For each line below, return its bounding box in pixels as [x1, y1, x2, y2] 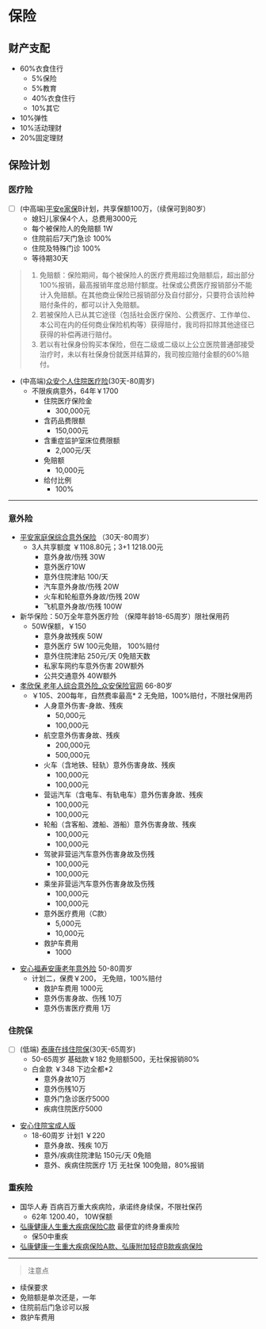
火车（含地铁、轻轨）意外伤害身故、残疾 [43, 760, 176, 770]
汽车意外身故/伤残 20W [43, 582, 120, 591]
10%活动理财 [19, 124, 63, 132]
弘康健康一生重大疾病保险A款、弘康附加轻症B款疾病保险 [19, 1241, 203, 1251]
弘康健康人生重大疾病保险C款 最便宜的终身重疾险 [19, 1221, 180, 1231]
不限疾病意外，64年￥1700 [31, 386, 119, 395]
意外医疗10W [43, 562, 85, 571]
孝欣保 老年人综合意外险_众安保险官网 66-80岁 [19, 681, 173, 690]
